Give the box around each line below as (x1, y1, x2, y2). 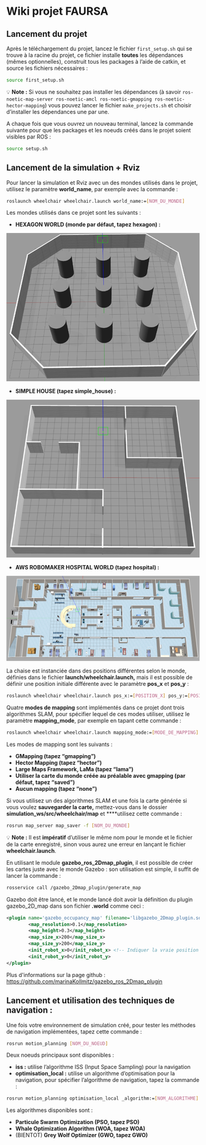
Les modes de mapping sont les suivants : (6, 740, 113, 748)
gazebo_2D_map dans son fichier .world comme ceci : (6, 902, 144, 910)
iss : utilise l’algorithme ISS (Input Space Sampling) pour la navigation (15, 1063, 191, 1071)
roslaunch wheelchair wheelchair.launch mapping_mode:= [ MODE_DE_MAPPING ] (6, 729, 199, 736)
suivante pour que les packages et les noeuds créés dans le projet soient (6, 126, 191, 134)
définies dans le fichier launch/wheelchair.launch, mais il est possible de (6, 674, 193, 681)
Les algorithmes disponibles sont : (6, 1106, 93, 1114)
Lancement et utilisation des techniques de (6, 995, 175, 1006)
